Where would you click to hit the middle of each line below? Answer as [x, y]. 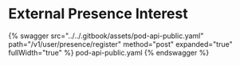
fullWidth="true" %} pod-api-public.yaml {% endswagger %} [109, 52]
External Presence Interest [98, 14]
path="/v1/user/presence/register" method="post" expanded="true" [120, 44]
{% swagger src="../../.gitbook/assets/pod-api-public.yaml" [106, 36]
